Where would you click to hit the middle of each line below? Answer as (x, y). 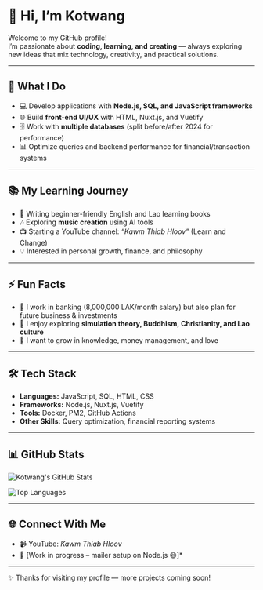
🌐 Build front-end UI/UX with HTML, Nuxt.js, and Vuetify (111, 117)
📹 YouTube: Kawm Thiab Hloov (71, 544)
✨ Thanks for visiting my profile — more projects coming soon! (110, 577)
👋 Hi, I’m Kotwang (67, 16)
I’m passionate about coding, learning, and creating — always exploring (125, 46)
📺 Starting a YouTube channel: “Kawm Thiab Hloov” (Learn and (122, 231)
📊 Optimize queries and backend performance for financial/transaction (135, 146)
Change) (34, 242)
